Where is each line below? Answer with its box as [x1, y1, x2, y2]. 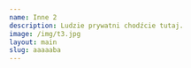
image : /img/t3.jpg [9, 29, 81, 38]
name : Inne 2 [9, 12, 57, 22]
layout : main [9, 37, 57, 47]
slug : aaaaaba [9, 46, 62, 55]
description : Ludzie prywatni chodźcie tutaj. [9, 21, 184, 30]
